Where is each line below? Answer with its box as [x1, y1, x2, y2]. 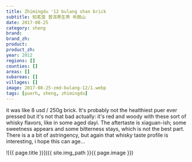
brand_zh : [6, 36, 31, 42]
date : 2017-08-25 [6, 19, 49, 25]
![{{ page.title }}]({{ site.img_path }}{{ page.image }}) [6, 149, 134, 156]
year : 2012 [6, 52, 33, 58]
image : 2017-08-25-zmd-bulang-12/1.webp [6, 85, 107, 91]
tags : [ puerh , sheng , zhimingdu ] [6, 90, 88, 96]
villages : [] [6, 80, 38, 86]
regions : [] [6, 58, 35, 63]
